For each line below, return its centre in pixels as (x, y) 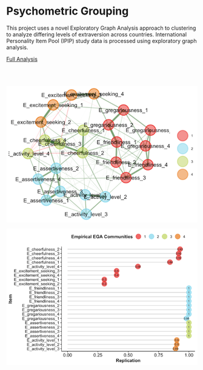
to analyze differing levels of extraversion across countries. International (96, 34)
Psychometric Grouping (68, 11)
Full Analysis (22, 59)
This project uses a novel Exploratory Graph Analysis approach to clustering (101, 28)
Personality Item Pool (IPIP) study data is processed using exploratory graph (101, 41)
